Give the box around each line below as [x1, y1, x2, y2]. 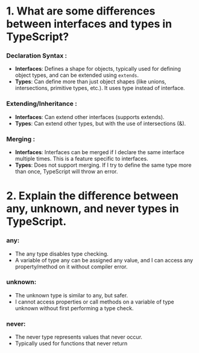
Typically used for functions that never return [14, 340, 128, 347]
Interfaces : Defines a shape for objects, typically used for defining [14, 65, 181, 73]
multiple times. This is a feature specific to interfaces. [14, 155, 149, 163]
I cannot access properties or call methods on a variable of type [14, 298, 175, 305]
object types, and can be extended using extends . [14, 71, 139, 79]
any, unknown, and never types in [6, 202, 179, 216]
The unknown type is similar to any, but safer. [14, 291, 128, 299]
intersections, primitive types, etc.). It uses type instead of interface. [14, 85, 185, 92]
